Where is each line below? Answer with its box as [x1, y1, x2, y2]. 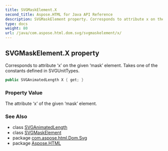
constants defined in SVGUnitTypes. [5, 67, 80, 73]
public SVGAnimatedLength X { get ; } [5, 77, 84, 82]
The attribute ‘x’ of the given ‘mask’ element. [5, 100, 97, 106]
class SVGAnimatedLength [12, 124, 67, 130]
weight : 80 [5, 26, 28, 31]
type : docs [5, 21, 28, 26]
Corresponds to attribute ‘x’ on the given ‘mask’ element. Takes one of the [5, 62, 158, 68]
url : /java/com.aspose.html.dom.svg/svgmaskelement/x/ [5, 30, 122, 35]
